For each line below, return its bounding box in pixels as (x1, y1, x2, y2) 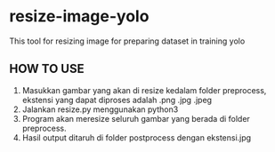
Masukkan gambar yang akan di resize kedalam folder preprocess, (21, 84, 267, 95)
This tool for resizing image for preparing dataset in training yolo (9, 36, 246, 46)
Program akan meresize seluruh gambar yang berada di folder (21, 113, 251, 124)
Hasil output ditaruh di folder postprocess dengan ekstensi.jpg (21, 132, 252, 143)
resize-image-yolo (9, 6, 150, 27)
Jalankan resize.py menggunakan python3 (21, 104, 179, 115)
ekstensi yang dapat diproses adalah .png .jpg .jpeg (21, 94, 212, 105)
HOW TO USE (9, 61, 85, 76)
